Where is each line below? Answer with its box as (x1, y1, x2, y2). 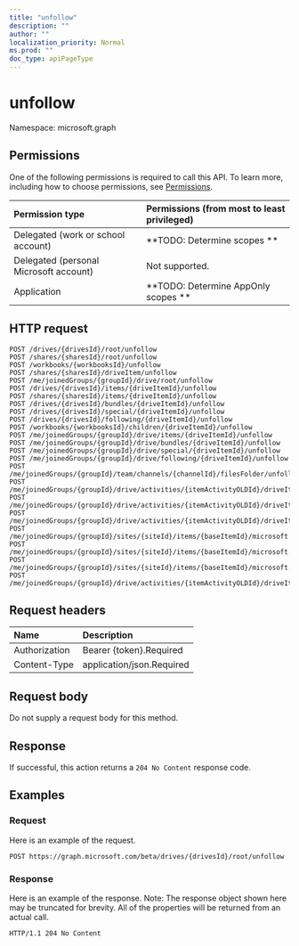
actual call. (9, 911, 49, 922)
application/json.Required (82, 658, 190, 671)
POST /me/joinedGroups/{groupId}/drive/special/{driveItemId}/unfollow (9, 446, 280, 455)
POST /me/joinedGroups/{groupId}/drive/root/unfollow (9, 376, 214, 385)
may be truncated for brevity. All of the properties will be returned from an (9, 901, 281, 913)
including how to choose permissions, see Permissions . (9, 181, 214, 192)
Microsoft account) (13, 265, 94, 277)
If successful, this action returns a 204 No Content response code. (9, 763, 251, 772)
